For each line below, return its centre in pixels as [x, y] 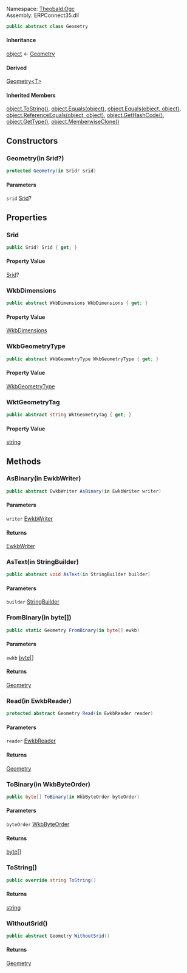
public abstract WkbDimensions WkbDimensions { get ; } [77, 303]
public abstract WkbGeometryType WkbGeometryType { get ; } [83, 359]
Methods [24, 461]
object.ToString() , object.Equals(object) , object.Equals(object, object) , [93, 109]
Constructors [32, 141]
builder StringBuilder [33, 602]
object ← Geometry [31, 54]
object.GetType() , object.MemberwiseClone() [63, 122]
